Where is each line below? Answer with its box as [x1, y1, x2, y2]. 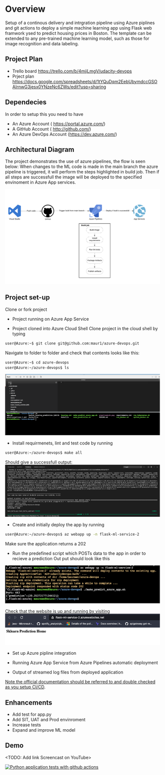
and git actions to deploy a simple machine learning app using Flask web [5, 25, 152, 31]
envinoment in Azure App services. [5, 179, 76, 185]
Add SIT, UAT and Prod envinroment [12, 716, 86, 722]
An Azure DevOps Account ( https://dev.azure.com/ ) [12, 131, 117, 137]
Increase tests [12, 722, 41, 728]
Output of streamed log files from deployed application [12, 669, 124, 675]
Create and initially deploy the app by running [12, 521, 105, 528]
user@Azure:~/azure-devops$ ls [5, 365, 69, 370]
